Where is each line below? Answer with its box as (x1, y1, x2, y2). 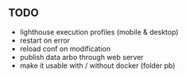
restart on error (19, 35, 70, 45)
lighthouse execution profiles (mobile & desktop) (19, 27, 179, 36)
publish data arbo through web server (19, 52, 145, 61)
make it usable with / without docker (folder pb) (19, 61, 176, 70)
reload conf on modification (19, 43, 111, 54)
